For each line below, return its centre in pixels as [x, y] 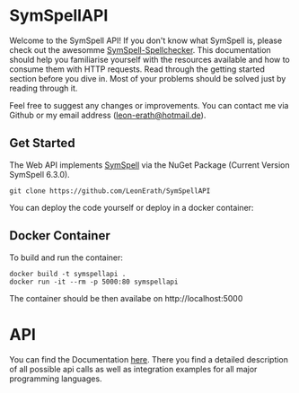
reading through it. [44, 88]
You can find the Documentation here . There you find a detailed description [149, 359]
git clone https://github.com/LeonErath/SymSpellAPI [110, 191]
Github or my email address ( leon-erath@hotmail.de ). [108, 115]
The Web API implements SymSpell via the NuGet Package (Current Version [149, 165]
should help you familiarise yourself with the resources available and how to [149, 59]
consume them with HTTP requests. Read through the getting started [137, 69]
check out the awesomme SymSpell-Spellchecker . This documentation [140, 49]
